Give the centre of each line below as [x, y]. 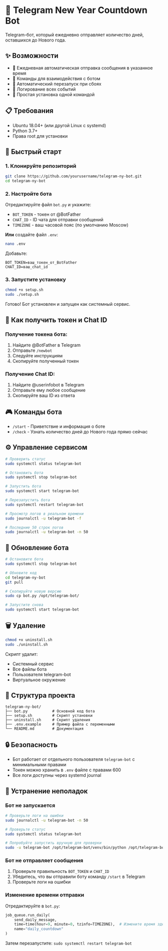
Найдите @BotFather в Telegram [46, 345]
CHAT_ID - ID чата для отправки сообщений [58, 220]
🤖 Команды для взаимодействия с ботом [56, 78]
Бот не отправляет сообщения [44, 860]
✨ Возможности [32, 56]
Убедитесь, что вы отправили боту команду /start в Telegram [79, 877]
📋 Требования [29, 111]
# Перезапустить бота [28, 500]
